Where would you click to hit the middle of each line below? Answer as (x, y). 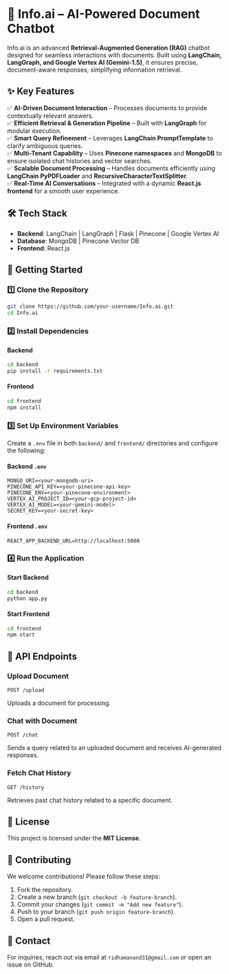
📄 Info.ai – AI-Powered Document (104, 14)
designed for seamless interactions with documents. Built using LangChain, (115, 55)
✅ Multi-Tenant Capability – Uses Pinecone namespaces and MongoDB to (115, 153)
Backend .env (27, 466)
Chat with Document (42, 721)
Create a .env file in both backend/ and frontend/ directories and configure (113, 443)
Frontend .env (28, 526)
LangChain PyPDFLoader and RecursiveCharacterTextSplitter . (98, 176)
